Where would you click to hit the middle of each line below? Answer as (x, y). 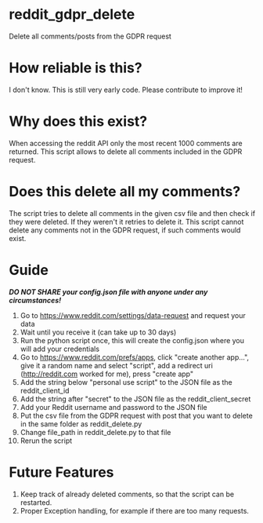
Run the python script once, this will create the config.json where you (132, 340)
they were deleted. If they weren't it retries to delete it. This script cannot (126, 221)
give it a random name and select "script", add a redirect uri (117, 365)
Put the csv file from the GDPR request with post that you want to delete (136, 415)
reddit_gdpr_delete (72, 15)
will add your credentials (60, 349)
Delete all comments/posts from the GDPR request (90, 36)
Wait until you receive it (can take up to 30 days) (98, 332)
